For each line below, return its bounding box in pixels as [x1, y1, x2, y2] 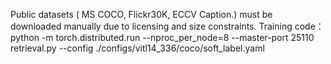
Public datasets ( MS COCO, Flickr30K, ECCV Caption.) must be [10, 9, 273, 20]
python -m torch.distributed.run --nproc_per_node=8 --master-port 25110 [10, 32, 315, 43]
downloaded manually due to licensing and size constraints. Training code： [10, 20, 325, 32]
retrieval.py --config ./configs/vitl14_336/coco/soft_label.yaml [10, 42, 265, 54]
